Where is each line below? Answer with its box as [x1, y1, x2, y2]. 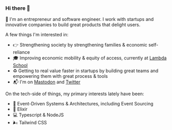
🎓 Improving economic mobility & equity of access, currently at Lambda [12, 55, 167, 61]
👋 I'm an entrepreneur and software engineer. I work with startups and [5, 16, 154, 23]
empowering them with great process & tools [12, 73, 108, 79]
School [12, 62, 28, 69]
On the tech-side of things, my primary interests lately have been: [5, 91, 144, 97]
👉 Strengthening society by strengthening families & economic [12, 42, 148, 48]
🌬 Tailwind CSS [12, 120, 47, 126]
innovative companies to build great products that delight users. [5, 21, 141, 28]
